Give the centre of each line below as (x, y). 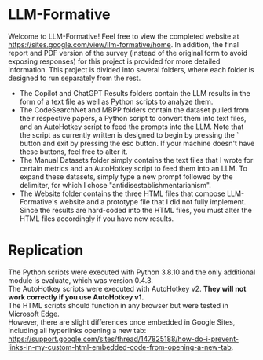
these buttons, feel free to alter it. (73, 152)
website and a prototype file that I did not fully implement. (153, 201)
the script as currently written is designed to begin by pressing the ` (129, 134)
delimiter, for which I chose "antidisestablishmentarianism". (115, 185)
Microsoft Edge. (34, 314)
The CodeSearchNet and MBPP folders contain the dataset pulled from (134, 110)
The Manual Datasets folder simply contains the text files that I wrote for (136, 160)
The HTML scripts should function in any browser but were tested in (119, 305)
